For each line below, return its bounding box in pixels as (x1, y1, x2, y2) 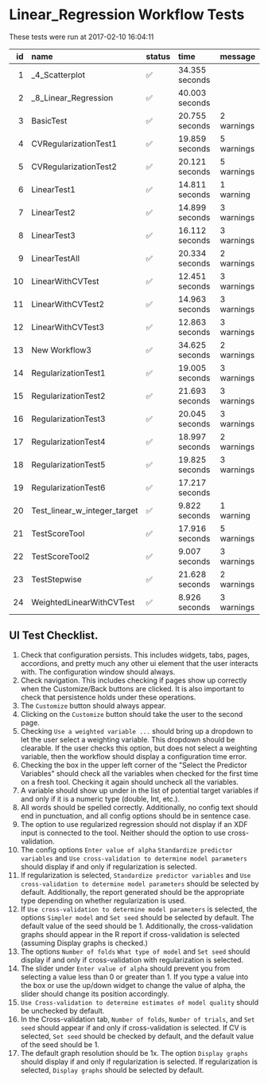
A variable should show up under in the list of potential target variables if (20, 786, 259, 795)
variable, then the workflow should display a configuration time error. (20, 751, 247, 761)
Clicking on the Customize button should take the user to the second (20, 709, 243, 719)
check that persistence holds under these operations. (20, 692, 196, 702)
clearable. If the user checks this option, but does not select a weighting (20, 743, 258, 753)
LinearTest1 (31, 183, 76, 195)
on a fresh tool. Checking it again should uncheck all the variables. (20, 777, 239, 786)
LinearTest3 (31, 230, 76, 241)
